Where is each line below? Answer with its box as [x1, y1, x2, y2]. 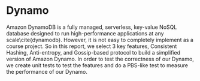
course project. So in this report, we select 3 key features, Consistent [6, 43, 177, 50]
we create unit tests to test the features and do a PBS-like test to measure [6, 61, 189, 69]
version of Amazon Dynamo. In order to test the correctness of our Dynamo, [6, 55, 195, 62]
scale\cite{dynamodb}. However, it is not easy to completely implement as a [6, 36, 193, 43]
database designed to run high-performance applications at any [6, 29, 164, 37]
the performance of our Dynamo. [6, 68, 88, 75]
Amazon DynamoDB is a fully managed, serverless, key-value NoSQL [6, 23, 177, 31]
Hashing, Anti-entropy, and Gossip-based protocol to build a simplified [6, 49, 181, 56]
